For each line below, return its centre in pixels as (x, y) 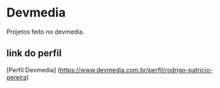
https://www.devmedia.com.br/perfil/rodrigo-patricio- (136, 69)
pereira (17, 77)
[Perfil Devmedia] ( (33, 69)
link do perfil (34, 53)
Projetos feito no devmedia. (46, 32)
